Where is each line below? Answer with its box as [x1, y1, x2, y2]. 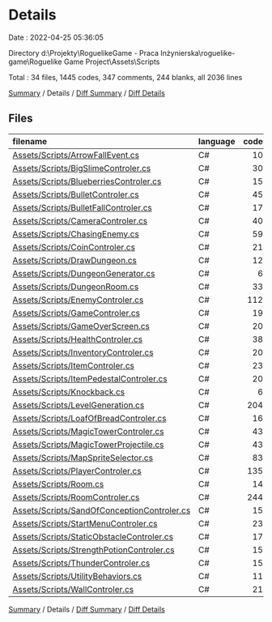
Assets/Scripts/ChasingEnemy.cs [12, 228, 139, 240]
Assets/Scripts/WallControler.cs [12, 583, 134, 594]
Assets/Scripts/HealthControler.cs [12, 334, 143, 345]
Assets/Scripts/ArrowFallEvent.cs [12, 149, 140, 160]
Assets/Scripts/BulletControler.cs [12, 189, 139, 200]
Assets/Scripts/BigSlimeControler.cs [12, 162, 151, 173]
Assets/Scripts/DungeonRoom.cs [12, 281, 139, 292]
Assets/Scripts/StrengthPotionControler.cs [12, 544, 175, 556]
